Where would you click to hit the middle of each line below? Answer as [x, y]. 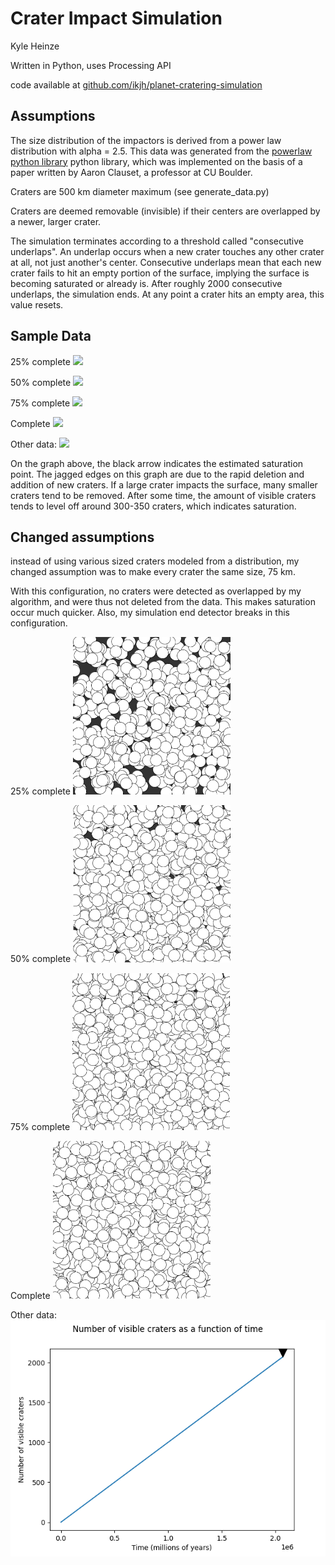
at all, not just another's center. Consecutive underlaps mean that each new [166, 262]
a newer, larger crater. [56, 221]
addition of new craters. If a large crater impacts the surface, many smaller [164, 484]
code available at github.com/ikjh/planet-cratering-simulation [136, 84]
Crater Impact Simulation [116, 18]
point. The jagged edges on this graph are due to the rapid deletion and [157, 474]
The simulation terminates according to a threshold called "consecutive [157, 241]
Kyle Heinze [35, 46]
